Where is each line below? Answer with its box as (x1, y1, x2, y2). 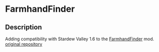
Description (5, 23, 42, 31)
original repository (5, 41, 42, 47)
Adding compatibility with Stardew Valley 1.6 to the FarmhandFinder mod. (5, 36, 155, 42)
